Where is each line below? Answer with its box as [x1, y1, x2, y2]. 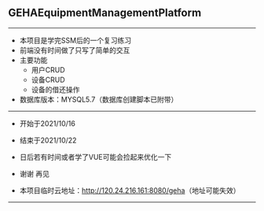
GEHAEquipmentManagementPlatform [8, 6, 202, 20]
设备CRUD [31, 75, 65, 84]
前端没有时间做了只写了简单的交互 [19, 45, 130, 54]
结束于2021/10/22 [19, 135, 77, 145]
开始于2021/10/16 [19, 118, 76, 128]
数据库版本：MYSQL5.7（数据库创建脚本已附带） [19, 94, 178, 104]
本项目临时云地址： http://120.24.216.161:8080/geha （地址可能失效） [19, 185, 240, 195]
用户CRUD [31, 65, 65, 74]
